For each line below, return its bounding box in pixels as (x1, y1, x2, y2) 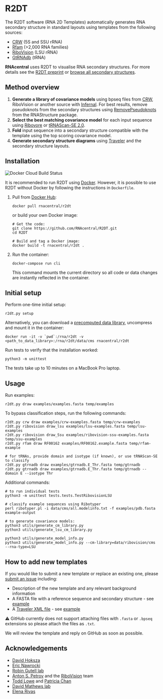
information (12, 591, 36, 596)
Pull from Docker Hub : (12, 194, 57, 200)
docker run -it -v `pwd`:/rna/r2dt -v (5, 334, 84, 339)
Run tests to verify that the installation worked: (5, 347, 98, 353)
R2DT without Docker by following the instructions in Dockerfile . (5, 185, 135, 190)
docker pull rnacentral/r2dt (12, 204, 72, 208)
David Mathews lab (12, 683, 51, 689)
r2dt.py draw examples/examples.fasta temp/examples (5, 402, 114, 407)
